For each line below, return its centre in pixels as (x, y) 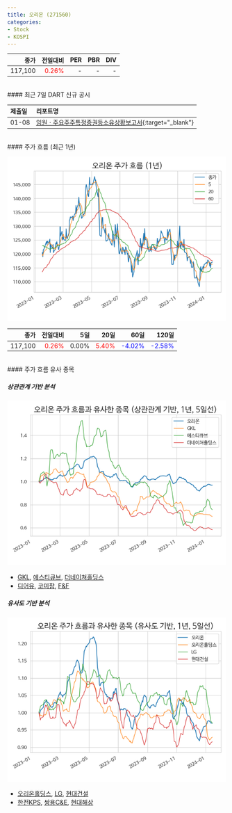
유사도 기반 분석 (28, 603)
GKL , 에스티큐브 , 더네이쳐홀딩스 (60, 577)
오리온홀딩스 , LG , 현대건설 (53, 794)
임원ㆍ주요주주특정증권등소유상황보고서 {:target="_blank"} (115, 122)
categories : (24, 22)
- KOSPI (18, 37)
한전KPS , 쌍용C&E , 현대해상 (55, 802)
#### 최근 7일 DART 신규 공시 (49, 95)
